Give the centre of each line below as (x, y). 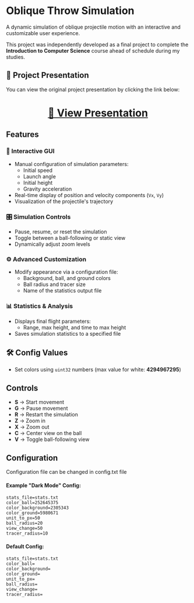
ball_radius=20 (24, 523)
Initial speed (38, 170)
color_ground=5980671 (32, 513)
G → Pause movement (41, 408)
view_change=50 (24, 528)
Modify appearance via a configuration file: (66, 272)
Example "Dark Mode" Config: (44, 485)
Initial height (38, 182)
